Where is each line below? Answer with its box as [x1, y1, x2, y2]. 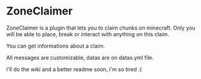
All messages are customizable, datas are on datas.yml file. [6, 54, 154, 61]
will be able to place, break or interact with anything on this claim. [6, 30, 170, 37]
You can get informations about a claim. [6, 42, 106, 49]
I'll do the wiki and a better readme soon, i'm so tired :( [6, 65, 142, 73]
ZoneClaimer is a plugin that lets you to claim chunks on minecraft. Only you [6, 24, 196, 31]
